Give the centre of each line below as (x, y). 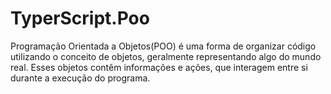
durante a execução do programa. (80, 78)
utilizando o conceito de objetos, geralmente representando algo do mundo (166, 56)
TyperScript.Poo (80, 18)
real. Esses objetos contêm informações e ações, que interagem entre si (159, 67)
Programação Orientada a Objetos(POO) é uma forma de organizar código (163, 46)
